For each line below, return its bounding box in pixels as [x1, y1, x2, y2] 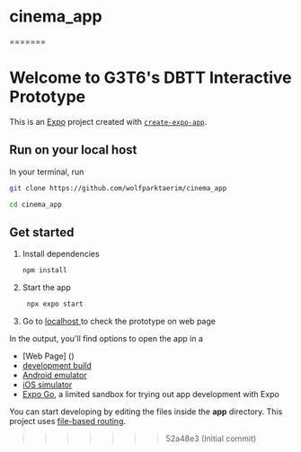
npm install [22, 266, 67, 275]
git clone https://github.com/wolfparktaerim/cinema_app [9, 183, 227, 192]
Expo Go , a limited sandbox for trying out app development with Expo [22, 389, 280, 399]
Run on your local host [9, 142, 137, 158]
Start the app [22, 282, 72, 293]
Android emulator [22, 370, 87, 380]
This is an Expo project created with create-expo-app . [9, 116, 208, 127]
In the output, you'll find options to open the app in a [9, 333, 204, 343]
